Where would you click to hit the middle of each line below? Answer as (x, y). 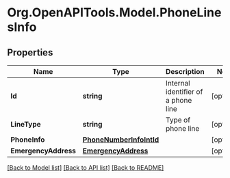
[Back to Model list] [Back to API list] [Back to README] (86, 168)
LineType (26, 124)
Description (185, 72)
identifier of (184, 92)
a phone (179, 100)
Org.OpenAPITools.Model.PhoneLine (114, 13)
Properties (30, 52)
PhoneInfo (28, 140)
